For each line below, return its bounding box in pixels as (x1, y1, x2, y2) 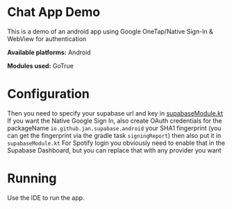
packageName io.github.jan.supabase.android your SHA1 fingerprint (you (7, 123, 222, 132)
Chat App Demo (7, 4, 101, 20)
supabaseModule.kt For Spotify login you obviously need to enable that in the (7, 139, 226, 147)
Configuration (7, 86, 90, 102)
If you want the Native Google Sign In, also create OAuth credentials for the (7, 116, 222, 125)
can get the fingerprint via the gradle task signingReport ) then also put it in (7, 131, 222, 139)
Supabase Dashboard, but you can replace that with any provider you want (7, 146, 222, 154)
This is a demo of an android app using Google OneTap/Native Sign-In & (7, 27, 213, 36)
